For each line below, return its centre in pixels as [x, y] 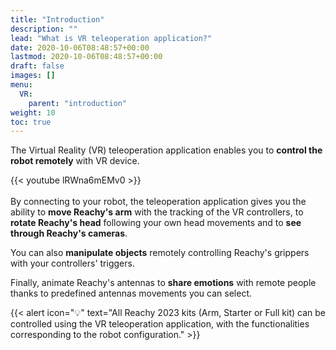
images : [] [33, 76]
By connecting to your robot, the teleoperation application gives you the [158, 202]
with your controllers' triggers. [72, 263]
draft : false [37, 66]
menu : [21, 85]
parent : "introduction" [78, 103]
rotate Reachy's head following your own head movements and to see [156, 223]
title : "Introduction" [57, 19]
